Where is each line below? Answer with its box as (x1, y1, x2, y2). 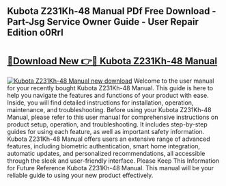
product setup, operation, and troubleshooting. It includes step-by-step (7, 120, 208, 129)
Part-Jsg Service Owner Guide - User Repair (7, 16, 199, 28)
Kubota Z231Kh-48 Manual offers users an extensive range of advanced (7, 135, 210, 143)
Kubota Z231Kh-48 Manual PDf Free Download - (7, 5, 216, 17)
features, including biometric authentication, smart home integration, (7, 142, 200, 150)
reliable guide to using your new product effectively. (7, 171, 154, 179)
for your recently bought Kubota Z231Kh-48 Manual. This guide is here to (7, 84, 214, 92)
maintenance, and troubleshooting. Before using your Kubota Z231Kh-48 (7, 106, 212, 114)
